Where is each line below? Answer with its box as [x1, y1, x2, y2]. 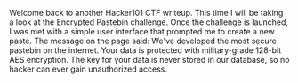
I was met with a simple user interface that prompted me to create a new [9, 26, 276, 36]
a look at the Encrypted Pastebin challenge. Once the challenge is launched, [9, 17, 289, 27]
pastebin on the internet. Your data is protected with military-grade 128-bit [9, 45, 282, 56]
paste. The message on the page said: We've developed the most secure [9, 35, 278, 46]
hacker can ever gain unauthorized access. [9, 64, 167, 74]
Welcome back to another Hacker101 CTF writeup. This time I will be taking [9, 8, 284, 18]
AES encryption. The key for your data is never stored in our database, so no [9, 55, 290, 64]
